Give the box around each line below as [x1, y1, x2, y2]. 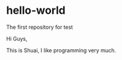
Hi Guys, [6, 35, 28, 42]
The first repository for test [6, 23, 73, 31]
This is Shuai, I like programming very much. [6, 46, 116, 54]
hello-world [6, 4, 66, 17]
